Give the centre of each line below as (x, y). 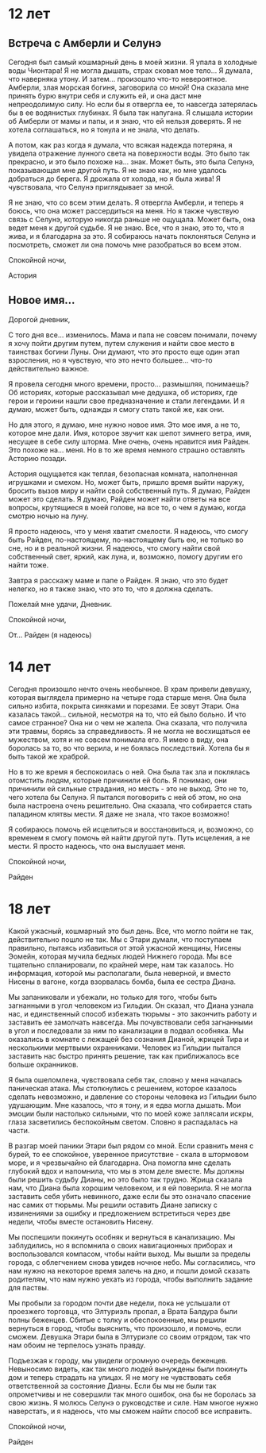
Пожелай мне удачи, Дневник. (60, 604)
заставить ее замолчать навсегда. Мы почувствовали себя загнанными (131, 1022)
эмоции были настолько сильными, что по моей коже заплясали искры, (131, 1113)
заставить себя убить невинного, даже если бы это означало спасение (130, 1196)
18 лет (29, 909)
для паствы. (29, 1287)
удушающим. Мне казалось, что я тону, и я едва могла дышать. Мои (125, 1105)
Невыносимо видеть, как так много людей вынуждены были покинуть (128, 1369)
